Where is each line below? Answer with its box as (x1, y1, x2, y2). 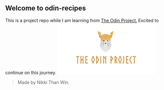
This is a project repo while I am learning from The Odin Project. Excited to (5, 17, 159, 23)
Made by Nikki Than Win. (17, 79, 70, 85)
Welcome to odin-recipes (5, 4, 86, 13)
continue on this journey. (5, 69, 57, 75)
